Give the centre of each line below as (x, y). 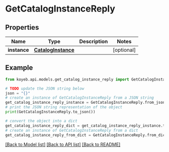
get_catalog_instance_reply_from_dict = (48, 135)
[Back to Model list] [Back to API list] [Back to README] (63, 144)
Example (19, 68)
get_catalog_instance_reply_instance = (47, 103)
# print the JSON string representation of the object (64, 107)
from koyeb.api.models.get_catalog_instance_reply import (67, 79)
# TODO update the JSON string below (45, 89)
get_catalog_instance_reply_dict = (43, 126)
